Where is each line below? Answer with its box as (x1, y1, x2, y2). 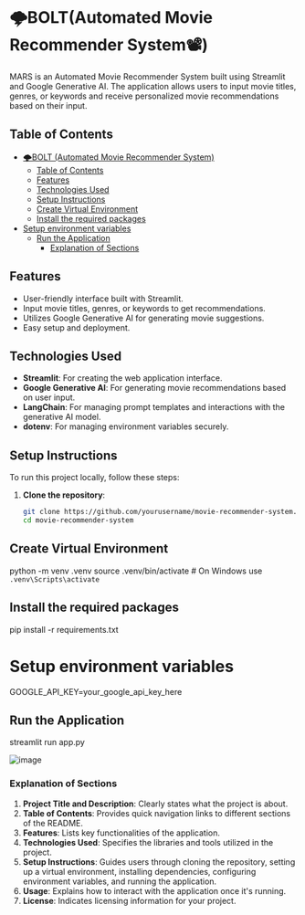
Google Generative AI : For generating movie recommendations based (22, 383, 287, 394)
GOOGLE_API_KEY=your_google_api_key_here (9, 686, 183, 697)
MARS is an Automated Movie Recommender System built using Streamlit (9, 70, 286, 82)
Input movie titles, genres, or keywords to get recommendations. (22, 302, 267, 313)
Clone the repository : (22, 489, 106, 500)
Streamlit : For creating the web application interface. (22, 373, 223, 384)
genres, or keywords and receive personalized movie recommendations (9, 90, 279, 101)
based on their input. (9, 100, 88, 110)
